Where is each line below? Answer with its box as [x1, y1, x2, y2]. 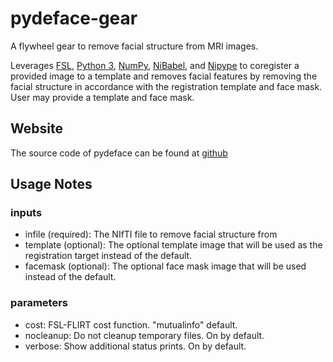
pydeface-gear [10, 7, 138, 30]
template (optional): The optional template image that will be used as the [24, 239, 323, 251]
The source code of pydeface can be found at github [10, 147, 228, 159]
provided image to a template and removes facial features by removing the [10, 70, 318, 82]
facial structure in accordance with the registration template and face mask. [10, 80, 323, 92]
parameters [10, 296, 68, 310]
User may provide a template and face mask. [10, 91, 195, 103]
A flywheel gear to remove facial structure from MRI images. [10, 40, 259, 52]
